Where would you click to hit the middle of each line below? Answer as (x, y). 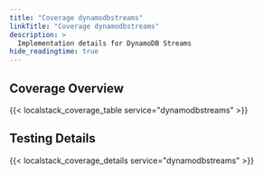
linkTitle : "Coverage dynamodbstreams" (85, 26)
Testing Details (53, 138)
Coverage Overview (67, 88)
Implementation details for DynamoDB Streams (105, 43)
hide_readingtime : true (54, 52)
